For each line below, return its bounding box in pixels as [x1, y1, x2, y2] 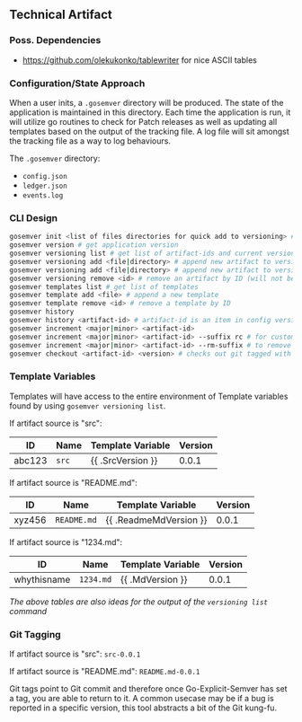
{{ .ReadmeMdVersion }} [105, 514, 209, 526]
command [9, 605, 48, 616]
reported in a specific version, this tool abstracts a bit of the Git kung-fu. [9, 702, 277, 713]
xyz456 [13, 514, 47, 526]
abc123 [13, 453, 48, 466]
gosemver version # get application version [9, 241, 179, 250]
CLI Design [9, 211, 58, 224]
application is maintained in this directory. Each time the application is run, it [9, 107, 291, 118]
